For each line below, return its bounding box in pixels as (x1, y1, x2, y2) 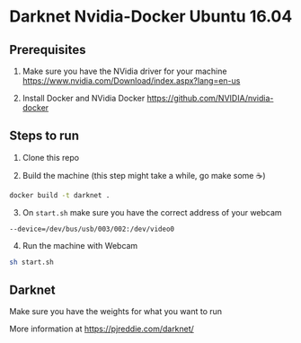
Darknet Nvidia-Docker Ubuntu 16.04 (9, 6, 293, 27)
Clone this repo (22, 152, 79, 163)
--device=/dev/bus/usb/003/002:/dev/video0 (9, 224, 175, 233)
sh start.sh (9, 258, 54, 267)
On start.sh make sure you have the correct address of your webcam (22, 207, 282, 217)
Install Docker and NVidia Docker (22, 92, 146, 103)
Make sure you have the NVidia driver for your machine (22, 66, 227, 76)
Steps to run (9, 128, 79, 144)
